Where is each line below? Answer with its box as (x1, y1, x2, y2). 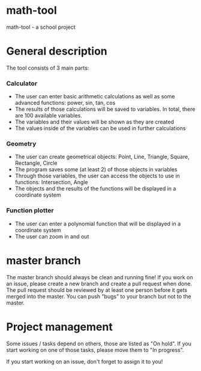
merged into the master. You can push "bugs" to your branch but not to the (6, 292, 191, 300)
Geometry (6, 140, 37, 148)
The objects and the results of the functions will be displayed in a (14, 185, 176, 192)
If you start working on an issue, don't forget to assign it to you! (6, 358, 163, 365)
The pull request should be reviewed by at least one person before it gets (6, 286, 188, 294)
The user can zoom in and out (14, 233, 89, 240)
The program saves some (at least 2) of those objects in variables (14, 166, 178, 173)
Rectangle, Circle (14, 159, 58, 167)
